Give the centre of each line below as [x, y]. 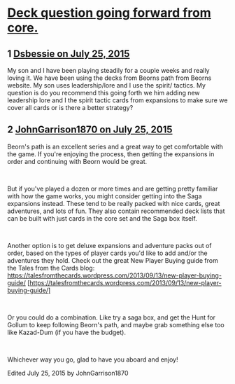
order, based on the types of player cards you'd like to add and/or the [107, 253]
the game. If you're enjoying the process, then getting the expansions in [111, 154]
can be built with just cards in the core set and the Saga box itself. [102, 218]
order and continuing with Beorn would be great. [77, 161]
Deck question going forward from [109, 13]
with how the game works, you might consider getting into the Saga [105, 196]
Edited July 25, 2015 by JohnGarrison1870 [68, 373]
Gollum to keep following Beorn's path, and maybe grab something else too [116, 324]
